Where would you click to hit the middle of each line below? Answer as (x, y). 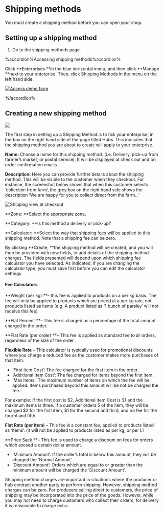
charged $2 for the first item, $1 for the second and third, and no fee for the (81, 410)
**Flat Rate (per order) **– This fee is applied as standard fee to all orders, (81, 335)
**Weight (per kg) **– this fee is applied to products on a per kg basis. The (81, 295)
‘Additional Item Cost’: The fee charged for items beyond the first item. (83, 375)
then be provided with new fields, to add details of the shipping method (77, 252)
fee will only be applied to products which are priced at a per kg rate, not (78, 301)
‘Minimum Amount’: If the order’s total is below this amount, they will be (84, 454)
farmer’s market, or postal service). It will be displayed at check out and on (80, 159)
